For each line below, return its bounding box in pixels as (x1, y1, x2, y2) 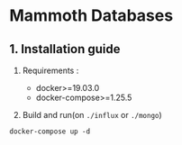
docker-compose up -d (9, 127, 91, 136)
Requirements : (22, 65, 79, 76)
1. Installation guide (9, 41, 121, 57)
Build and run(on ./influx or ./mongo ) (22, 110, 162, 120)
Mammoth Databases (9, 5, 174, 26)
